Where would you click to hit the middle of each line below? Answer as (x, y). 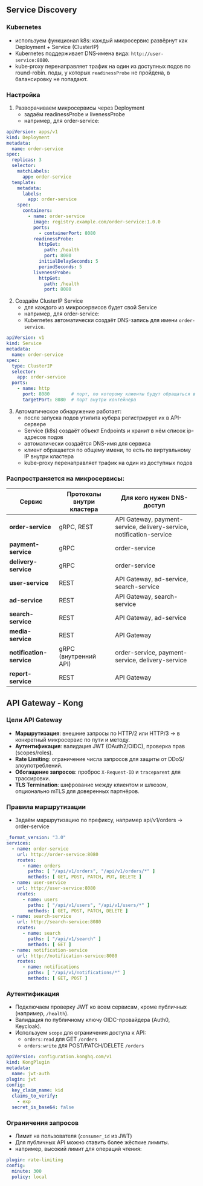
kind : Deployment (28, 137)
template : (24, 182)
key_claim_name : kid (37, 1090)
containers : (37, 211)
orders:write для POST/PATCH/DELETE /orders (84, 1046)
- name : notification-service (50, 950)
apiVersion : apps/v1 (32, 132)
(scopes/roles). (34, 753)
